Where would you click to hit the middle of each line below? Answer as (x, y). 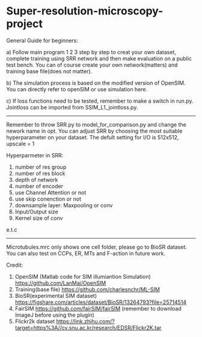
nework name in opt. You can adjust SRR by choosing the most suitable (94, 131)
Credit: (15, 265)
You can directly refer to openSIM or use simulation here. (77, 89)
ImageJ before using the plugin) (54, 315)
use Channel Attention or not (50, 192)
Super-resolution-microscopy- (85, 11)
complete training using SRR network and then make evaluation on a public (99, 58)
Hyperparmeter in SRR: (35, 155)
